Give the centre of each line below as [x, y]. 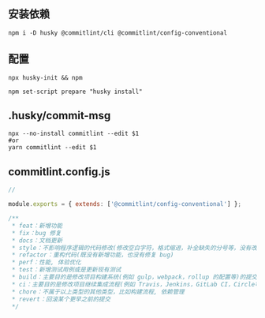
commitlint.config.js [59, 172]
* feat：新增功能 [37, 226]
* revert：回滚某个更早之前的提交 [61, 299]
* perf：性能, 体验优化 [46, 263]
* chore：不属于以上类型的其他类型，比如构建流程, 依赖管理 [98, 292]
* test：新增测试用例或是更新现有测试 [66, 270]
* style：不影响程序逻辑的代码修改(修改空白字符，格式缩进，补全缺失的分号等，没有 [131, 248]
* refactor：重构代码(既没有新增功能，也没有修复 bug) [93, 255]
